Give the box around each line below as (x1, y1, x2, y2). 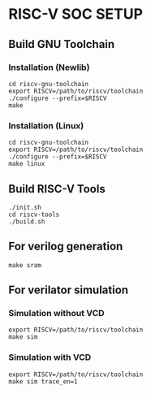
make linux (8, 160, 45, 168)
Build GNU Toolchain (8, 37, 115, 51)
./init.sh (8, 203, 42, 211)
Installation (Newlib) (8, 62, 90, 73)
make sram (8, 261, 42, 269)
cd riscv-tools (8, 210, 60, 219)
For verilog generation (8, 240, 123, 253)
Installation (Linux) (8, 119, 84, 131)
